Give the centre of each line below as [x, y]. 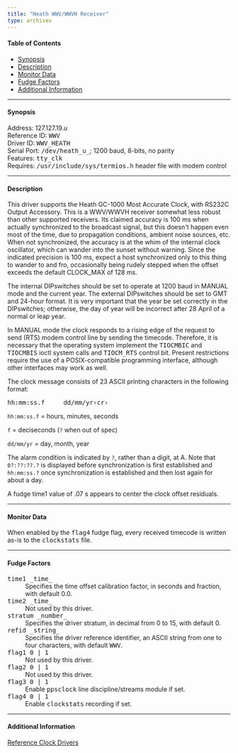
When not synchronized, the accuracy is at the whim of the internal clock [114, 242]
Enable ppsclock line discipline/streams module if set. [105, 689]
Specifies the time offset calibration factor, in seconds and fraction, [123, 586]
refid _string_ [34, 630]
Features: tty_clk [35, 158]
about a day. [25, 480]
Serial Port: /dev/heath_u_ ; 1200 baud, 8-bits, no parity [91, 151]
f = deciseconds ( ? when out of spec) [63, 430]
